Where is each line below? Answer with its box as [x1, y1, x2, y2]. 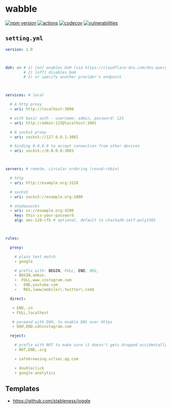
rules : [5, 236, 19, 241]
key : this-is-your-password [14, 213, 74, 218]
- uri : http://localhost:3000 [10, 106, 74, 112]
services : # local [5, 93, 44, 98]
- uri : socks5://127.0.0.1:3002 [10, 134, 79, 140]
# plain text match [14, 254, 56, 259]
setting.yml [5, 35, 43, 42]
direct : [10, 296, 26, 301]
